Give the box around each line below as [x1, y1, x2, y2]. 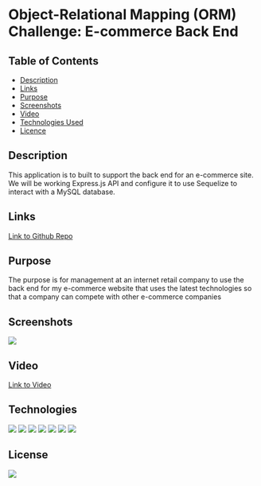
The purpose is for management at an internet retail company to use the [8, 275, 244, 285]
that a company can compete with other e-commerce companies [8, 292, 221, 301]
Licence [19, 126, 46, 135]
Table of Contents [8, 54, 99, 68]
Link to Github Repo [8, 231, 73, 240]
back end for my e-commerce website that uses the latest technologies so [8, 284, 252, 294]
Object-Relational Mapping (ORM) [8, 6, 237, 24]
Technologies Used [19, 118, 84, 126]
